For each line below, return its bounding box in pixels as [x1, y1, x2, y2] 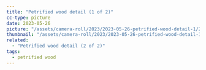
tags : [6, 49, 20, 55]
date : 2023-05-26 [6, 20, 51, 26]
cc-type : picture [6, 15, 51, 21]
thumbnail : [6, 32, 34, 38]
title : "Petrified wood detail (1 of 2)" [6, 9, 114, 15]
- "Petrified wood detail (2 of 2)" [12, 43, 105, 49]
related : [6, 37, 29, 43]
